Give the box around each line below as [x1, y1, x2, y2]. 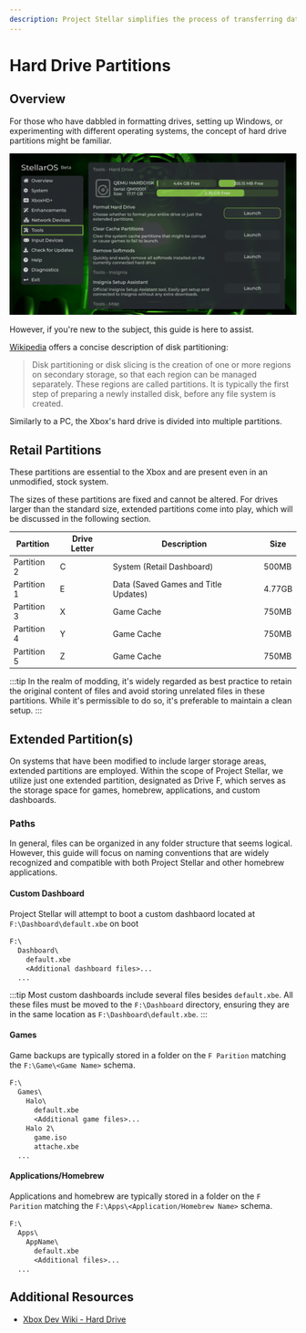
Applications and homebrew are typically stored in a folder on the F [9, 1191, 261, 1202]
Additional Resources [9, 1289, 134, 1305]
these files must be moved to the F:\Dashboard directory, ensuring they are [9, 999, 290, 1010]
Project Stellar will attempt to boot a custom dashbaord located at [9, 908, 255, 919]
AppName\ [25, 1237, 59, 1246]
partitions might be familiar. [9, 135, 112, 146]
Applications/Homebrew [9, 1171, 105, 1182]
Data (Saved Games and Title [112, 578, 222, 589]
